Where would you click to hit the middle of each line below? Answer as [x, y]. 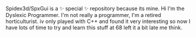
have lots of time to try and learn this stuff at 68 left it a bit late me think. [94, 28]
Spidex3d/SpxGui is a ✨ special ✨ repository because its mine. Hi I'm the [95, 9]
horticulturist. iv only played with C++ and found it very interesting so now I [98, 21]
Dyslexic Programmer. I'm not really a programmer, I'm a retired [83, 15]
